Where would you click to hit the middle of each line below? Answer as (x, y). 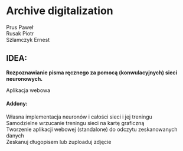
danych (15, 135)
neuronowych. (24, 78)
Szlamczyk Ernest (28, 40)
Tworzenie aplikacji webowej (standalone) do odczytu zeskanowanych (92, 129)
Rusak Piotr (20, 33)
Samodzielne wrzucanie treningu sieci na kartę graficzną (75, 123)
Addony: (17, 104)
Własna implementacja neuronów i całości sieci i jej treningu (79, 117)
